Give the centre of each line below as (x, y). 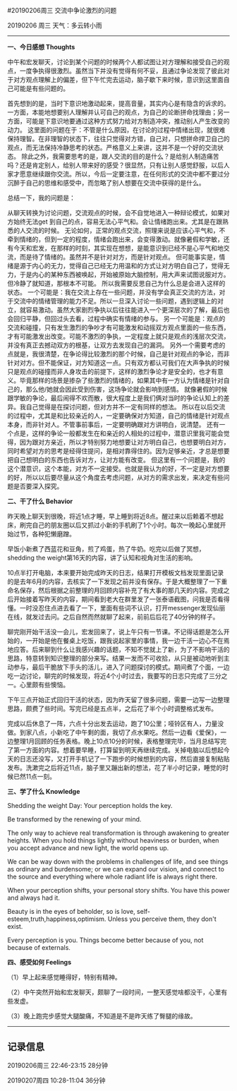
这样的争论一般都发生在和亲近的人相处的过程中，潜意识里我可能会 (127, 433)
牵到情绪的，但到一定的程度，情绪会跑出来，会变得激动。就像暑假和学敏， (115, 239)
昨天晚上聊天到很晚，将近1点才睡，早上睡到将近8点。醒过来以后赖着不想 (113, 516)
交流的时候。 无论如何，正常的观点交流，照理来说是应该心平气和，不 (126, 230)
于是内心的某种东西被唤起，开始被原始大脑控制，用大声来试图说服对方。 (124, 275)
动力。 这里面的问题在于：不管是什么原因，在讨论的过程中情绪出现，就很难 (116, 130)
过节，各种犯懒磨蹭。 (44, 534)
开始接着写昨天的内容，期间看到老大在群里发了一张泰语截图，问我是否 (115, 599)
